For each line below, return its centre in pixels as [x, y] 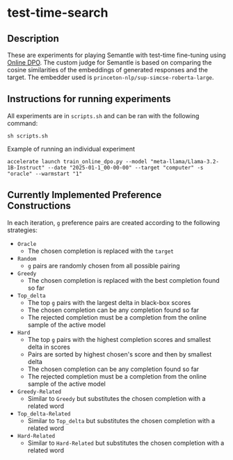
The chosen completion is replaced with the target [101, 251]
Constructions [39, 206]
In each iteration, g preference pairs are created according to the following [114, 222]
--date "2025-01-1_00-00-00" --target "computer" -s [126, 167]
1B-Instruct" [26, 167]
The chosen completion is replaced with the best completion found [124, 280]
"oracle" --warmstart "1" [45, 174]
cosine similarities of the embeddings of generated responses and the [108, 70]
